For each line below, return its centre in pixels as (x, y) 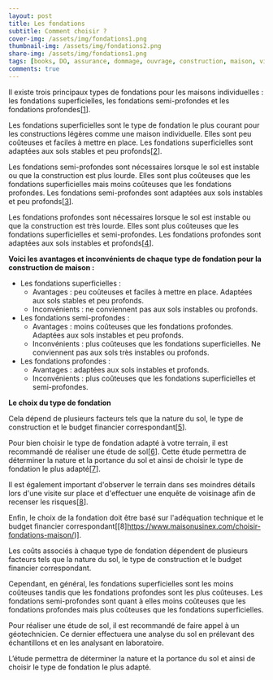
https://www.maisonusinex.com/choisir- (194, 526)
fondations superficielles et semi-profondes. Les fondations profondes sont (135, 234)
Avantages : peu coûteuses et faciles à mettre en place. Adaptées (142, 292)
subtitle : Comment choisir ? (58, 31)
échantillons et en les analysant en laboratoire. (86, 643)
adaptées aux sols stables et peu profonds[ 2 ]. (85, 150)
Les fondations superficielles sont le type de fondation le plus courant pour (134, 125)
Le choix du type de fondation (60, 403)
